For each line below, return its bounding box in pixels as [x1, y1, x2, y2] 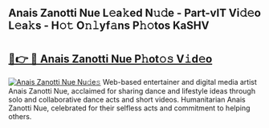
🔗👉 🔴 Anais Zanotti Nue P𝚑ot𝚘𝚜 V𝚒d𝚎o [8, 52, 213, 66]
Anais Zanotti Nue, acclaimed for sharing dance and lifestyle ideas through [8, 86, 255, 95]
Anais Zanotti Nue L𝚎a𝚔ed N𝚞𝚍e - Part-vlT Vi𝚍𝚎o [8, 6, 261, 20]
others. [8, 112, 32, 121]
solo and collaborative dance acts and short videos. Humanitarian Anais [8, 95, 247, 104]
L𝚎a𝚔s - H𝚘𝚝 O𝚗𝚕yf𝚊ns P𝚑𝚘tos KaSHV [8, 19, 210, 33]
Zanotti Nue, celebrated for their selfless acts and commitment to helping [8, 103, 251, 113]
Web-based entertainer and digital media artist [102, 78, 257, 86]
